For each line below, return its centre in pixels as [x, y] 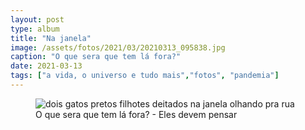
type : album [35, 29]
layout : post [37, 19]
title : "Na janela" [51, 38]
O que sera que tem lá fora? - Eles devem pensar [136, 114]
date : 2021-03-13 [46, 66]
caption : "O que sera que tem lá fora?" [96, 57]
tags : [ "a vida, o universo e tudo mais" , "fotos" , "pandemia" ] [145, 76]
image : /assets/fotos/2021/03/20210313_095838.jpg [118, 47]
